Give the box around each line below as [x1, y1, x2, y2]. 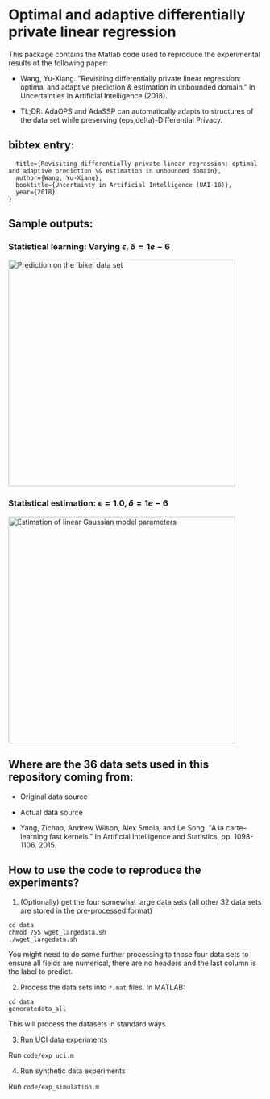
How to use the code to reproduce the [8, 863, 201, 876]
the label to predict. [8, 967, 73, 976]
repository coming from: [8, 770, 134, 784]
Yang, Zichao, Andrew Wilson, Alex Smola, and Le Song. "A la [19, 822, 224, 832]
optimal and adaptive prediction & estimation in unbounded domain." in [19, 82, 255, 92]
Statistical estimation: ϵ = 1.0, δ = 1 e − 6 [8, 497, 168, 509]
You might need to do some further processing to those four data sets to [8, 950, 249, 960]
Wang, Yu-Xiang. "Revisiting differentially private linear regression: [19, 73, 242, 83]
